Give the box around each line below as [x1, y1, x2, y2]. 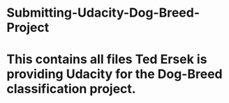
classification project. [6, 81, 137, 97]
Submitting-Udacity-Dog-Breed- [6, 5, 200, 21]
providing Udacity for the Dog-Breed [6, 66, 223, 82]
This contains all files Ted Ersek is [6, 51, 207, 68]
